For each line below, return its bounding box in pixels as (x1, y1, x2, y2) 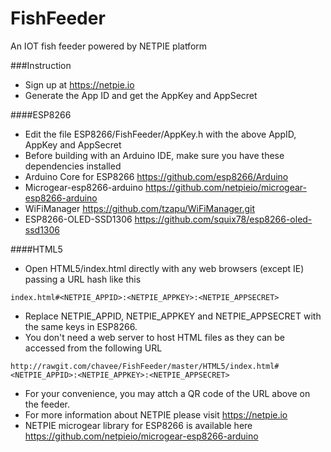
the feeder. (24, 398, 71, 410)
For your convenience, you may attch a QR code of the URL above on (24, 387, 311, 399)
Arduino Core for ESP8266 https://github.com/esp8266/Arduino (24, 170, 289, 182)
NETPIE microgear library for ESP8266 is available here (24, 419, 253, 431)
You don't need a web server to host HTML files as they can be (24, 331, 286, 343)
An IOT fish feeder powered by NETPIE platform (10, 40, 208, 52)
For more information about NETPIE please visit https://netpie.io (24, 408, 288, 421)
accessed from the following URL (24, 342, 163, 354)
